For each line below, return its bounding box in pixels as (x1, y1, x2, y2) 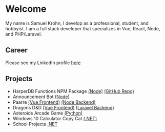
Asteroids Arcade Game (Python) (12, 110, 83, 116)
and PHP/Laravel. (5, 31, 42, 37)
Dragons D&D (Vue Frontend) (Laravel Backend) (12, 104, 114, 110)
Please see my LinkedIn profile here (5, 60, 81, 66)
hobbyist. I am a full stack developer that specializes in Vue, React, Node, (5, 25, 160, 31)
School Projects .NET (12, 121, 58, 127)
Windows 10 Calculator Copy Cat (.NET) (12, 115, 97, 121)
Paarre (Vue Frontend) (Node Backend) (12, 99, 96, 105)
